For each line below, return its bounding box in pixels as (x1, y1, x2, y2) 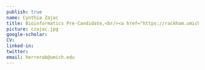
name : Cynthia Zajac (6, 15, 59, 21)
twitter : (6, 49, 29, 55)
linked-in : (6, 43, 34, 49)
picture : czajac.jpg (6, 26, 59, 32)
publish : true (6, 9, 43, 15)
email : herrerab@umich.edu (6, 54, 75, 60)
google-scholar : (6, 32, 48, 38)
